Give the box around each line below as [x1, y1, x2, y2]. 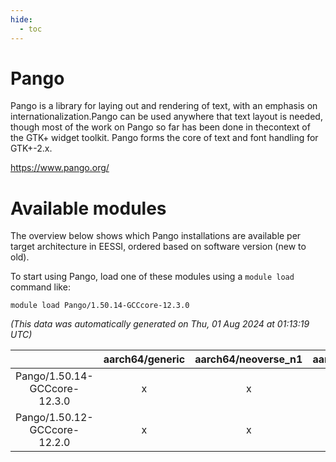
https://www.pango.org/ [10, 162, 110, 174]
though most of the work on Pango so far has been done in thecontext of [10, 121, 311, 133]
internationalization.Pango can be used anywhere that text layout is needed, [10, 111, 323, 123]
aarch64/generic [103, 352, 186, 366]
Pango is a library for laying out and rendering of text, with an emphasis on [10, 100, 318, 112]
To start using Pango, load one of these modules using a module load [10, 271, 295, 283]
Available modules [10, 197, 167, 220]
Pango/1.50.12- [15, 411, 94, 425]
